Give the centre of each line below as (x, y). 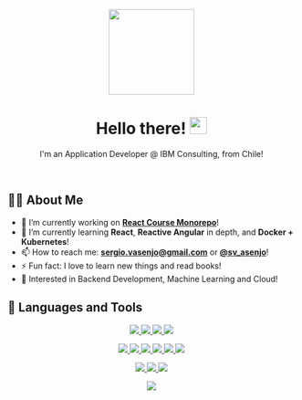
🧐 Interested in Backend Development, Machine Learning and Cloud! (149, 279)
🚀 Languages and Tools (75, 307)
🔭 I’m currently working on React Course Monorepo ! (120, 222)
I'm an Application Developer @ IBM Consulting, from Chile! (151, 153)
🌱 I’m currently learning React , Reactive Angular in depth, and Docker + (157, 232)
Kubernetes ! (45, 241)
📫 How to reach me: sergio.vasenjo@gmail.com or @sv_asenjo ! (145, 252)
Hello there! (141, 129)
